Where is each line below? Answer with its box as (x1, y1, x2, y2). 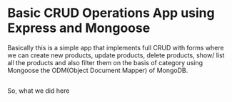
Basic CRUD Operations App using (7, 5, 216, 21)
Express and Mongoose (7, 20, 151, 36)
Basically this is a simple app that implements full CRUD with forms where (7, 43, 224, 52)
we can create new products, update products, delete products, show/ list (7, 51, 225, 59)
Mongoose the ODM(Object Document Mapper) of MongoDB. (7, 66, 188, 74)
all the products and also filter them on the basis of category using (7, 58, 203, 67)
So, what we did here (7, 86, 70, 95)
